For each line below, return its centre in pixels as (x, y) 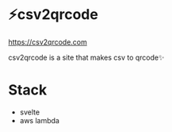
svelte (30, 112)
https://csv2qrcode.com (48, 42)
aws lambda (39, 120)
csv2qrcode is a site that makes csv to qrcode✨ (86, 57)
